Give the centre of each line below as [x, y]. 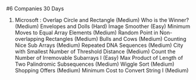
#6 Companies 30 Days [35, 9]
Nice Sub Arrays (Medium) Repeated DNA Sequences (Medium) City [99, 45]
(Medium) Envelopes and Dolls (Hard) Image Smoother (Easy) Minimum [102, 26]
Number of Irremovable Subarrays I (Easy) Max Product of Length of [99, 58]
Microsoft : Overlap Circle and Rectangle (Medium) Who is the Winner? [102, 20]
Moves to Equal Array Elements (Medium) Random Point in [87, 33]
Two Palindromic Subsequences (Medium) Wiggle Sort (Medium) [94, 64]
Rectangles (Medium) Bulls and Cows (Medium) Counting [116, 39]
